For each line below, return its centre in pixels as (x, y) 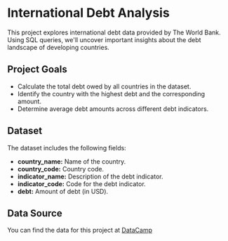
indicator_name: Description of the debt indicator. (90, 176)
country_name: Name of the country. (72, 161)
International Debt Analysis (88, 13)
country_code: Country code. (60, 169)
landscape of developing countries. (59, 47)
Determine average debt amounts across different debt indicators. (113, 109)
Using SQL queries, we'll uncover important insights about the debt (104, 39)
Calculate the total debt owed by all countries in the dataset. (104, 86)
